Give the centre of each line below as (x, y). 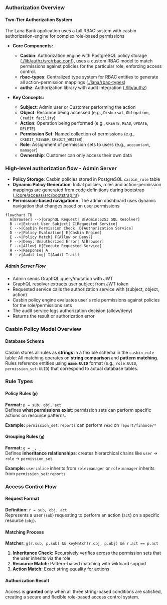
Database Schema (25, 341)
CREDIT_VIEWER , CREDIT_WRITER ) (51, 139)
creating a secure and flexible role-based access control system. (72, 597)
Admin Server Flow (26, 266)
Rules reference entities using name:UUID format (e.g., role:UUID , (71, 363)
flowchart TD (19, 215)
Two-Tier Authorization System (39, 20)
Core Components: (33, 46)
